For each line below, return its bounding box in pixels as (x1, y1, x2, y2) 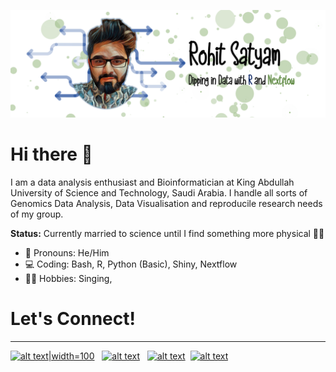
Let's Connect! (10, 308, 136, 330)
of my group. (10, 208, 64, 220)
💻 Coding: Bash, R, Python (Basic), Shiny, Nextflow (24, 258, 238, 270)
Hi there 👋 (10, 143, 93, 166)
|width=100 (48, 350, 95, 362)
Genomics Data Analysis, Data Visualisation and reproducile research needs (10, 198, 323, 210)
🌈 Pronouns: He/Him (24, 247, 110, 259)
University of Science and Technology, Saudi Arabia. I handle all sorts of (10, 187, 308, 199)
